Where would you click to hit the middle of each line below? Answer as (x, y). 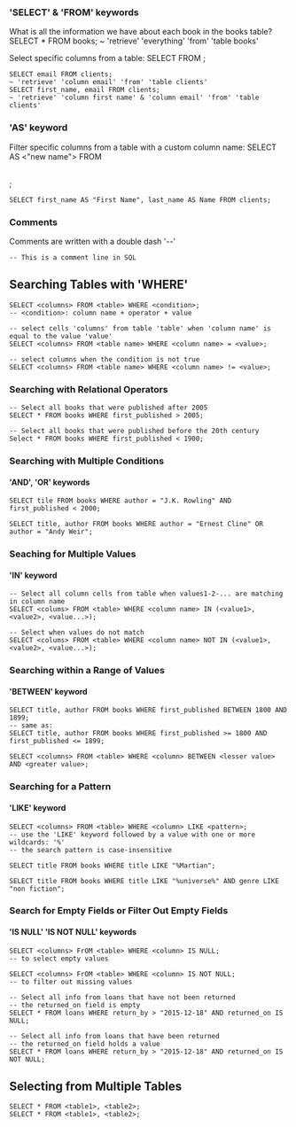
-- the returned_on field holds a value (85, 1044)
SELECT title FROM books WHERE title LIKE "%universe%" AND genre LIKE (144, 881)
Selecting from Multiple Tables (96, 1087)
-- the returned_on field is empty (75, 1005)
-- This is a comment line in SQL (73, 257)
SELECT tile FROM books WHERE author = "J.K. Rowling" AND (121, 501)
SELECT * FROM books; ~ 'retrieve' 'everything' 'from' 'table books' (134, 41)
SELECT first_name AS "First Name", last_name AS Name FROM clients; (140, 200)
